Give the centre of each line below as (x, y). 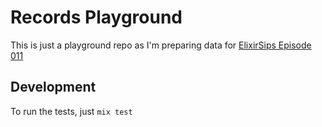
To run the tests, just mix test (71, 111)
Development (53, 87)
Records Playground (96, 17)
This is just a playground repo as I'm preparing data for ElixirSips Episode (161, 45)
